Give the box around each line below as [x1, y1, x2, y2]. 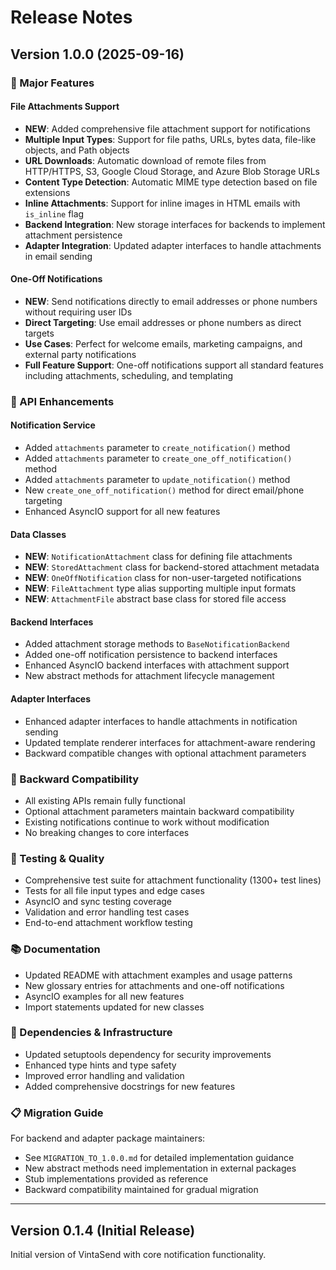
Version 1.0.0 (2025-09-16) [10, 46, 185, 63]
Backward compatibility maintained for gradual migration [24, 1184, 259, 1196]
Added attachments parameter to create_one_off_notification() [24, 452, 293, 465]
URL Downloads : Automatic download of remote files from [24, 154, 267, 166]
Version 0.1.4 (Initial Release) [10, 1222, 196, 1239]
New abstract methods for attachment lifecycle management [24, 670, 275, 682]
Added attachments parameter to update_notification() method [24, 474, 291, 486]
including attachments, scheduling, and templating [24, 369, 234, 381]
